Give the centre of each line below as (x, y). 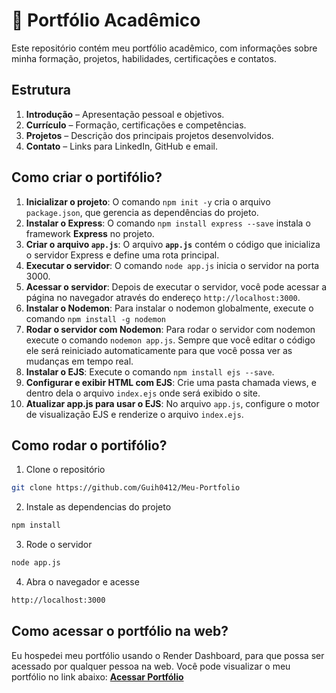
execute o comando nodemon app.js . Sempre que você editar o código (170, 340)
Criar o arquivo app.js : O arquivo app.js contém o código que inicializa (173, 244)
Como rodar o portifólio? (89, 445)
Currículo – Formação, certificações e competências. (136, 125)
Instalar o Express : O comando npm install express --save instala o (168, 223)
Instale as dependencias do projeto (98, 507)
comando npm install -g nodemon (95, 318)
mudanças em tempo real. (79, 361)
